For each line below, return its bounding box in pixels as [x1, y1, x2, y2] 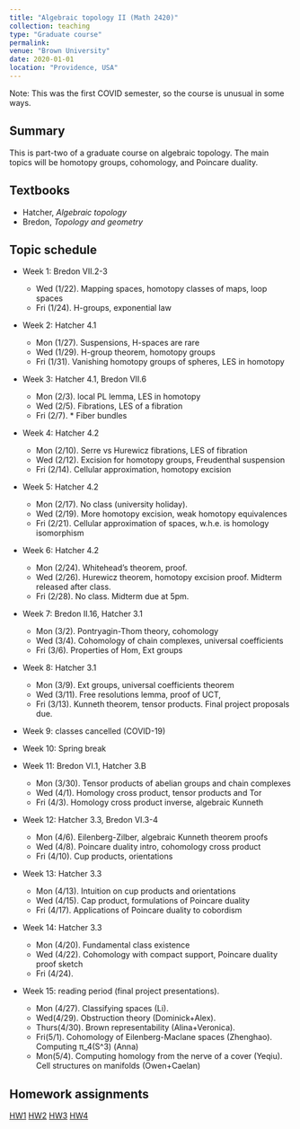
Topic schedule [9, 242, 97, 257]
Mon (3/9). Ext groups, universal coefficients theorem [35, 680, 235, 691]
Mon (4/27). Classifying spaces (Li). [35, 1003, 169, 1014]
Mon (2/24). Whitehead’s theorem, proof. [35, 562, 188, 573]
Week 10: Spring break [22, 743, 106, 754]
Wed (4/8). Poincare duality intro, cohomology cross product [35, 842, 261, 852]
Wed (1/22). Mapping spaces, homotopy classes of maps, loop [35, 284, 268, 295]
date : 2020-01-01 [9, 55, 75, 64]
